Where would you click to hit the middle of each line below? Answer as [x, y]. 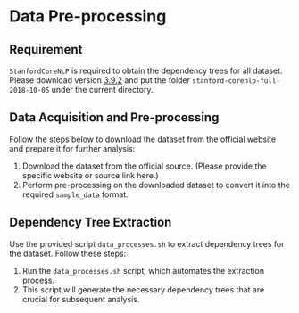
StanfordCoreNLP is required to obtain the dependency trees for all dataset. [146, 70]
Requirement [46, 49]
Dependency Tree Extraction [91, 222]
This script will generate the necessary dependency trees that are [143, 289]
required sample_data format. [75, 194]
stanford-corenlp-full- [236, 81]
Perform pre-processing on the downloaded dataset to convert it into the [156, 185]
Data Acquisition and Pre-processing [114, 118]
